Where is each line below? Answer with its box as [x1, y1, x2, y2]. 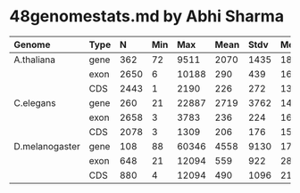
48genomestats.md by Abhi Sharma [9, 6, 284, 27]
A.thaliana [13, 53, 56, 66]
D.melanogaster [13, 140, 80, 152]
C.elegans [13, 96, 56, 109]
